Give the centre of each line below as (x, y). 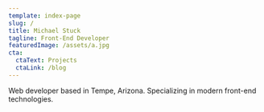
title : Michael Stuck (45, 30)
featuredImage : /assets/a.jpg (59, 46)
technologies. (31, 99)
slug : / (21, 23)
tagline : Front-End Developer (59, 38)
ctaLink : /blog (41, 68)
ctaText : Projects (47, 61)
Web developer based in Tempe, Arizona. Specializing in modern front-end (132, 90)
